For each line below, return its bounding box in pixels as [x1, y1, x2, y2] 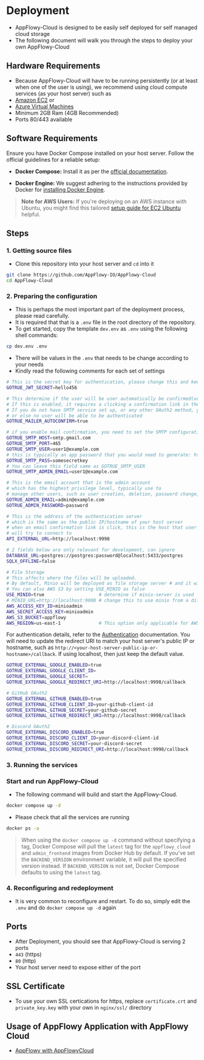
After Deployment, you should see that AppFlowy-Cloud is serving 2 [15, 937, 186, 945]
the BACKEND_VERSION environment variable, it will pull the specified [21, 855, 186, 863]
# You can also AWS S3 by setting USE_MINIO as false [6, 586, 146, 593]
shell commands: [15, 332, 58, 339]
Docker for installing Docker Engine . [15, 186, 106, 193]
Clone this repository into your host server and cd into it [15, 260, 154, 267]
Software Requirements [6, 133, 98, 143]
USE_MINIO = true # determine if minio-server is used [6, 592, 194, 598]
